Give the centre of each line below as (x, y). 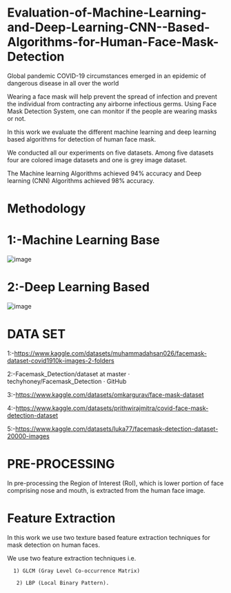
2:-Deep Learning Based (79, 287)
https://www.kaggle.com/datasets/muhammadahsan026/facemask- (110, 353)
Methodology (47, 209)
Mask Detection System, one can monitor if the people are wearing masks (112, 111)
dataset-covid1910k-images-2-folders (61, 360)
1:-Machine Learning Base (83, 240)
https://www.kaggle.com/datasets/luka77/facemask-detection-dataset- (117, 429)
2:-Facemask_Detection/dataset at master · (69, 373)
